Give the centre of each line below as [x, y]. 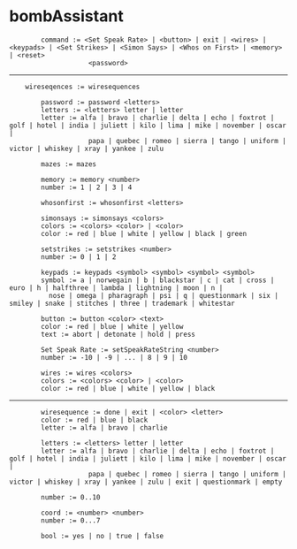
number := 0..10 [71, 497]
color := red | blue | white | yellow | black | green [144, 233]
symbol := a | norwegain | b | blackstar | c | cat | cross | [158, 280]
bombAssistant [66, 16]
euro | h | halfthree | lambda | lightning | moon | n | [116, 288]
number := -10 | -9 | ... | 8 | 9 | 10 [114, 357]
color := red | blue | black [95, 420]
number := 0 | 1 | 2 [79, 257]
